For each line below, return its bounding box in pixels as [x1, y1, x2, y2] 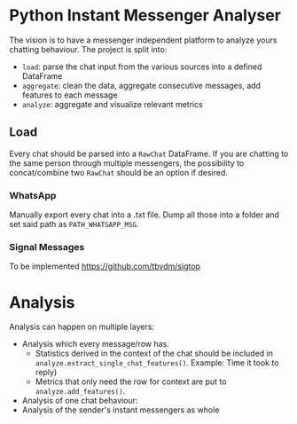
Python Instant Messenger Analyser [9, 5, 282, 26]
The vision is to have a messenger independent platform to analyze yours [9, 35, 277, 45]
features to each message [21, 90, 118, 100]
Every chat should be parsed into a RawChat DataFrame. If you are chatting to [9, 148, 289, 159]
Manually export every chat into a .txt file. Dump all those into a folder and [9, 209, 279, 220]
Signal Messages [9, 240, 85, 253]
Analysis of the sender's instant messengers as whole [21, 404, 220, 415]
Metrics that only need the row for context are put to [35, 376, 227, 387]
